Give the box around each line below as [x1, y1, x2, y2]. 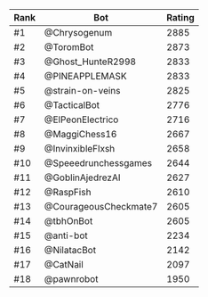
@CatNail [44, 259, 84, 270]
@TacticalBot [44, 99, 100, 111]
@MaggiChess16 [44, 128, 117, 140]
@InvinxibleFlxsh [44, 143, 116, 154]
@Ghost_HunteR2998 [44, 55, 136, 68]
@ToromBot [44, 41, 94, 53]
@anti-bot [44, 229, 88, 242]
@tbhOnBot [44, 215, 93, 227]
